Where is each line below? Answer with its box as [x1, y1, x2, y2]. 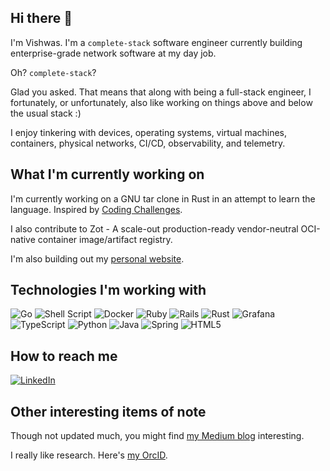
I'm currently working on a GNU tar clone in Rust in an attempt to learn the [10, 192, 316, 205]
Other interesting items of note [10, 403, 207, 420]
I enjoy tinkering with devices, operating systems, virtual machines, [10, 126, 288, 138]
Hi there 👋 [10, 10, 73, 27]
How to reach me [10, 347, 118, 365]
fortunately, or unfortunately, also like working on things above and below [10, 96, 313, 108]
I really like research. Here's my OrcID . [10, 449, 168, 461]
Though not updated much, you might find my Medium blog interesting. [10, 430, 305, 442]
